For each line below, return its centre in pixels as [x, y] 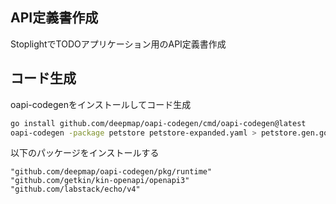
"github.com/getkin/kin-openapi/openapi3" [100, 181]
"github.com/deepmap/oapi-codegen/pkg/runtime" [111, 172]
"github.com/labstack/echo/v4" [75, 189]
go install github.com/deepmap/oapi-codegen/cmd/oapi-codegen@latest [158, 123]
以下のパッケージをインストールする [85, 153]
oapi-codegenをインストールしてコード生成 [101, 104]
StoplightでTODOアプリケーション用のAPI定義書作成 [118, 44]
